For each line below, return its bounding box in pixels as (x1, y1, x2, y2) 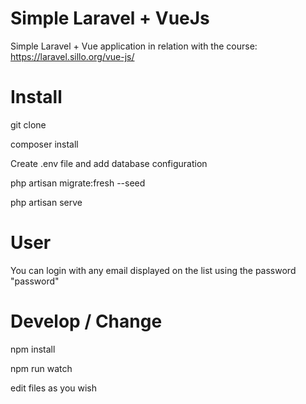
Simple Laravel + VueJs (10, 7, 210, 30)
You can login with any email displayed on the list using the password (10, 264, 297, 276)
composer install (10, 138, 79, 150)
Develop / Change (10, 310, 163, 332)
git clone (10, 118, 47, 131)
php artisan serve (10, 196, 83, 208)
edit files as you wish (10, 382, 98, 394)
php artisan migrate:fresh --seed (10, 177, 146, 189)
